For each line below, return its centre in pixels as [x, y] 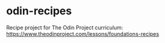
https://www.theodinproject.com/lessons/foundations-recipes [83, 33]
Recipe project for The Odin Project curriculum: [65, 27]
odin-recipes [39, 11]
